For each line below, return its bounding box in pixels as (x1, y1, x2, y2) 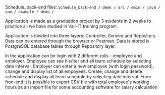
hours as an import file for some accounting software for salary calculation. (5, 84, 159, 90)
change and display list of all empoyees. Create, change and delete (5, 68, 143, 74)
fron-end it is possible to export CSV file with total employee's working (5, 79, 150, 85)
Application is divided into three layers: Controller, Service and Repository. (5, 33, 157, 38)
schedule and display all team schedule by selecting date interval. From (5, 74, 151, 79)
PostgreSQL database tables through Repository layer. (5, 43, 116, 49)
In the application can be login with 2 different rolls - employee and (5, 53, 142, 59)
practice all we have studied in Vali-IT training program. (5, 23, 118, 29)
